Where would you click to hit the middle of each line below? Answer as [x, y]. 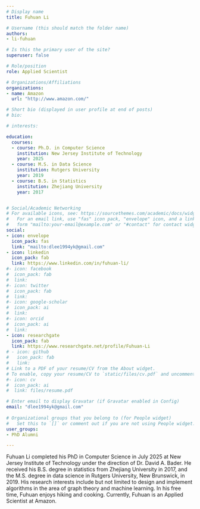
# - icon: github [28, 352]
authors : [17, 33]
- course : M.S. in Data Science [52, 164]
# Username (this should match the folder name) [68, 28]
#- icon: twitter [28, 285]
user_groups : [22, 429]
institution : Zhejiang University [60, 186]
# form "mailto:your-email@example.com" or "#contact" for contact [94, 225]
